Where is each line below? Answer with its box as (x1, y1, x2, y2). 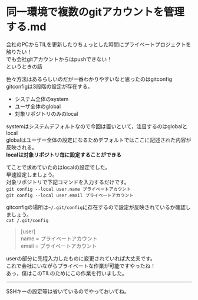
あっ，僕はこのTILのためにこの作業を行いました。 (6, 269, 128, 276)
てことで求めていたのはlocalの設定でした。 (6, 164, 111, 171)
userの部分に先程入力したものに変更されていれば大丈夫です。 (6, 255, 156, 262)
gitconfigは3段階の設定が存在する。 (6, 83, 93, 90)
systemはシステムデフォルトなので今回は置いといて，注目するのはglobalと (6, 122, 188, 130)
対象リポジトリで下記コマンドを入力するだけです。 (6, 178, 130, 185)
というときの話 (6, 63, 42, 70)
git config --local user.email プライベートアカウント (6, 193, 134, 198)
